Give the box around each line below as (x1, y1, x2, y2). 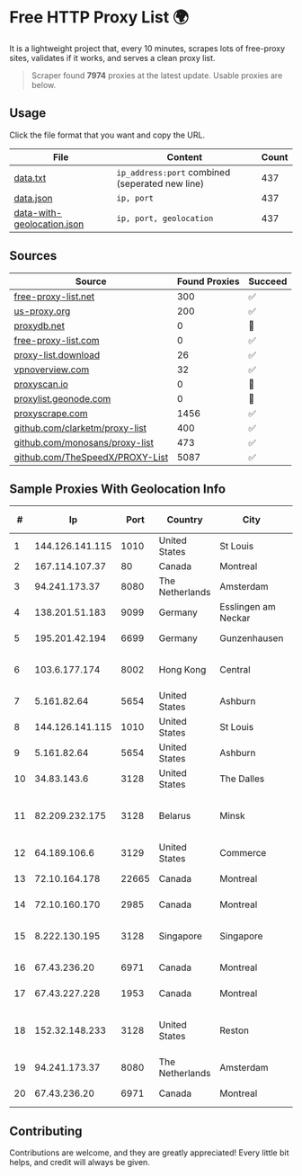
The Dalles (219, 772, 265, 785)
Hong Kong (158, 664, 207, 676)
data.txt (13, 172, 47, 184)
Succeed (248, 275, 288, 288)
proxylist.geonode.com (13, 392, 111, 405)
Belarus (158, 810, 191, 823)
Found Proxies (176, 275, 240, 288)
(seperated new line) (116, 177, 205, 190)
